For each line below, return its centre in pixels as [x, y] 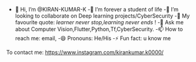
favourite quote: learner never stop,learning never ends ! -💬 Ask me [99, 22]
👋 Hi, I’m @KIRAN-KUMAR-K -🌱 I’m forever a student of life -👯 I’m [96, 9]
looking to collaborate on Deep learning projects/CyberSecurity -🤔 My [102, 16]
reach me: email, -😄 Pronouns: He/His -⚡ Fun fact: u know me [93, 38]
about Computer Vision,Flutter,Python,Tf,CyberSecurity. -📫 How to [99, 29]
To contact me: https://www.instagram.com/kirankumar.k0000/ [85, 52]
